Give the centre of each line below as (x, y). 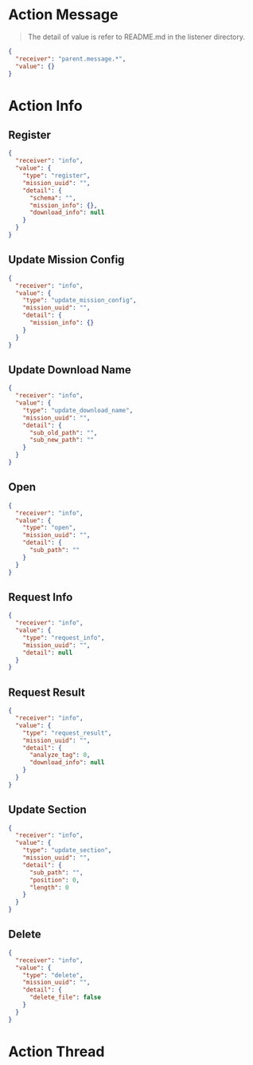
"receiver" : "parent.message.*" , (71, 59)
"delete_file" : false (65, 998)
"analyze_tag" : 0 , (60, 755)
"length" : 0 (49, 887)
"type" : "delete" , (53, 975)
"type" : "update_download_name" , (78, 410)
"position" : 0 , (54, 880)
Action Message (63, 15)
